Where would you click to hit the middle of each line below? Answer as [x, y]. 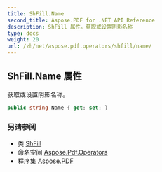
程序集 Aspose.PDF [45, 161]
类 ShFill [29, 143]
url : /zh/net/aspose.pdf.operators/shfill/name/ [80, 46]
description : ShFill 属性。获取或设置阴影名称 [70, 27]
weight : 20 [23, 40]
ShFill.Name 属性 [45, 77]
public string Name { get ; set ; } [58, 108]
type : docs [23, 33]
